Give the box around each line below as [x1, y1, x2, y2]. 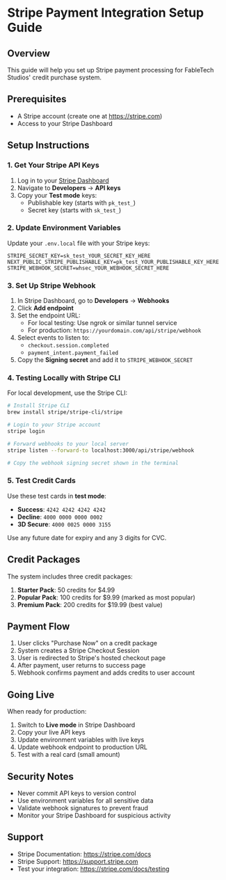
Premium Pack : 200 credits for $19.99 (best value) [17, 600, 163, 608]
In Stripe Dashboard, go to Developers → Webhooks [17, 297, 170, 305]
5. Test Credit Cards [7, 476, 76, 485]
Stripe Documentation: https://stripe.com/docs [17, 849, 152, 858]
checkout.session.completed [27, 343, 109, 349]
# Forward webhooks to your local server [7, 440, 129, 447]
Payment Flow [7, 621, 70, 633]
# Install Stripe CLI [7, 402, 70, 409]
